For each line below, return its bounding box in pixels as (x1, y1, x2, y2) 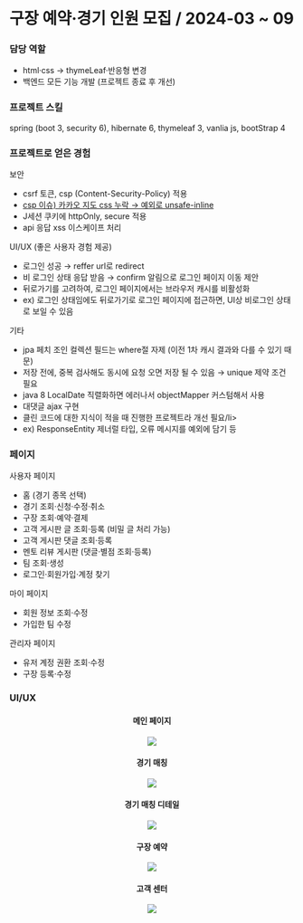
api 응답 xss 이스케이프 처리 (22, 223, 122, 233)
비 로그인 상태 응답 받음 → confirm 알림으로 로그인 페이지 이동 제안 (22, 272, 260, 283)
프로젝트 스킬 (9, 101, 63, 114)
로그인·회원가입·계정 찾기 (22, 569, 110, 580)
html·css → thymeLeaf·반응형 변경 (22, 65, 147, 76)
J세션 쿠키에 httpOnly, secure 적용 (22, 211, 147, 222)
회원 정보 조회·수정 (22, 607, 89, 618)
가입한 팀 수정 (22, 619, 71, 630)
